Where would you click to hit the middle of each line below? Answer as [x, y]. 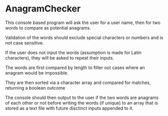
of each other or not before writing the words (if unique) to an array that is [82, 102]
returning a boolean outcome [35, 87]
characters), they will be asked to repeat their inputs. [60, 57]
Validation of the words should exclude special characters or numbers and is [84, 37]
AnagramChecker [43, 9]
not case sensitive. [25, 42]
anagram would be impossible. [37, 72]
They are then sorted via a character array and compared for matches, [78, 82]
